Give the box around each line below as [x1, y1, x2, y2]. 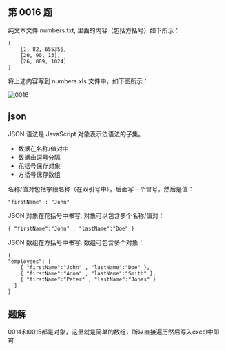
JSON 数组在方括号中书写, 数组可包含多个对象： [8, 238, 145, 246]
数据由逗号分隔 [17, 153, 61, 161]
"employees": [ [8, 257, 52, 265]
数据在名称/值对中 [17, 144, 69, 153]
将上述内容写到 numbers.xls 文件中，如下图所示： [8, 76, 149, 85]
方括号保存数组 [17, 170, 61, 178]
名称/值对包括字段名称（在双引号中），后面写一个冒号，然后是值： [8, 184, 195, 193]
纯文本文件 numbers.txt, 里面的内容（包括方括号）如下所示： [8, 26, 181, 34]
